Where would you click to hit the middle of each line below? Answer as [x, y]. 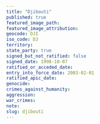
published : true [26, 17]
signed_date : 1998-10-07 [37, 61]
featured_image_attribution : [42, 28]
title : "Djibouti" [29, 12]
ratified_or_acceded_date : [40, 67]
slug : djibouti [25, 111]
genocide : [18, 84]
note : [13, 106]
